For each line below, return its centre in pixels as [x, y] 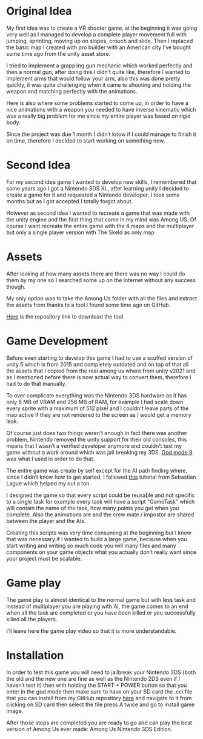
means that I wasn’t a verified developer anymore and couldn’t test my [94, 446]
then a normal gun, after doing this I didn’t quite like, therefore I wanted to [98, 72]
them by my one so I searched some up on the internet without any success [101, 280]
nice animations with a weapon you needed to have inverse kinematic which [101, 109]
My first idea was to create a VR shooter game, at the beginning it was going [102, 28]
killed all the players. [32, 619]
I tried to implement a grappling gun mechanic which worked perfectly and [99, 66]
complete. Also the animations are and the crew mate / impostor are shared [100, 515]
